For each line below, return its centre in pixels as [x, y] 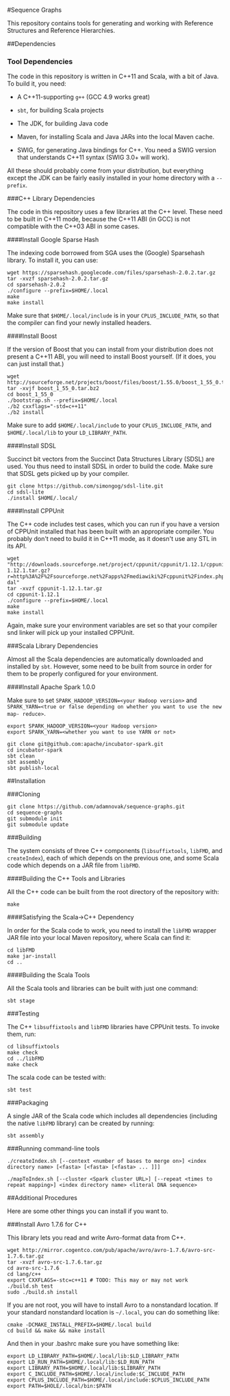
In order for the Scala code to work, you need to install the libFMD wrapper [112, 930]
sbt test [20, 1090]
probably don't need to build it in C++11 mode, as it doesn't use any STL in [112, 539]
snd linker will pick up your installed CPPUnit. [71, 633]
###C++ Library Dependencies [51, 199]
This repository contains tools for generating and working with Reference [110, 23]
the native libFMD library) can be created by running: [81, 1123]
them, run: [22, 1034]
